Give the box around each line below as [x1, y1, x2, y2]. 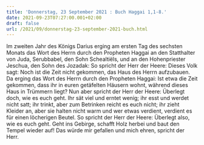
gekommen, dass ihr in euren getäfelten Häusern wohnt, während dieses [6, 82, 188, 89]
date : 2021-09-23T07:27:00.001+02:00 [6, 15, 102, 21]
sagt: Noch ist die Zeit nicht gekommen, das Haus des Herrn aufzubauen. [6, 68, 190, 76]
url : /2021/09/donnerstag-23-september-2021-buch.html [6, 26, 148, 32]
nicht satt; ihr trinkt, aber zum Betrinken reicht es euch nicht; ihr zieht [6, 101, 180, 108]
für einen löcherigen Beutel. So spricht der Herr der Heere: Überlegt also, [6, 114, 190, 121]
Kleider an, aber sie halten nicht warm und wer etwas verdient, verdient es [6, 107, 192, 115]
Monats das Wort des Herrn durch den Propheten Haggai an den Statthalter [6, 49, 195, 57]
